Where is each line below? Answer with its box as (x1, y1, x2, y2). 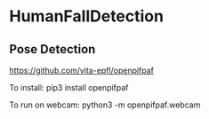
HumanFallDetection (9, 6, 165, 27)
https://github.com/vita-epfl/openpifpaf (9, 65, 154, 75)
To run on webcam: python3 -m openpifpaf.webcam (9, 99, 201, 110)
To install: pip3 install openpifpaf (9, 83, 129, 92)
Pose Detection (9, 42, 96, 57)
